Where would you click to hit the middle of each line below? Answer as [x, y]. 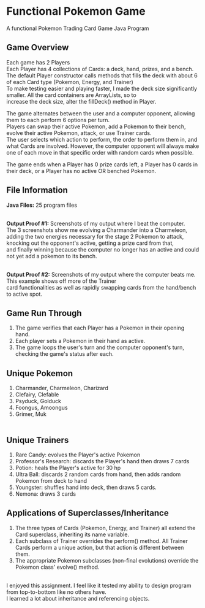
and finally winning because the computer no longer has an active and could [103, 249]
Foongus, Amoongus [42, 408]
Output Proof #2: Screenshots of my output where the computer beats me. [101, 274]
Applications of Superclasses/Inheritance [88, 513]
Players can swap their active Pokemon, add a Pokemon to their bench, [96, 126]
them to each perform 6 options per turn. [58, 120]
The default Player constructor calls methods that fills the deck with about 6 [102, 75]
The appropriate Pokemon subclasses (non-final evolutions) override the [107, 560]
